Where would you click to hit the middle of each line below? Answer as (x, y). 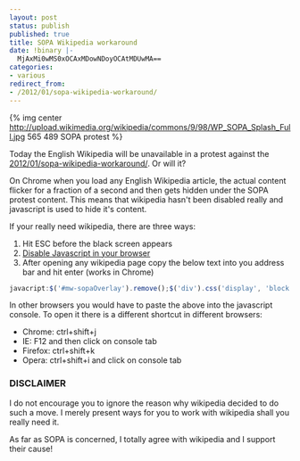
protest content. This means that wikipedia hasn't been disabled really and (146, 199)
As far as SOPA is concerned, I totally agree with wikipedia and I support (142, 439)
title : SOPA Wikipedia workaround (74, 42)
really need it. (34, 422)
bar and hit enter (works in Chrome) (88, 272)
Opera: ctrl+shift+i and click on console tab (102, 360)
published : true (39, 34)
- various (28, 76)
